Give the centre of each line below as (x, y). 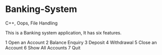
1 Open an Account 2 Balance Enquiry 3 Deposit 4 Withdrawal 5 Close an (81, 42)
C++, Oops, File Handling (32, 23)
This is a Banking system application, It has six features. (64, 32)
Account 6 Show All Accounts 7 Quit (43, 47)
